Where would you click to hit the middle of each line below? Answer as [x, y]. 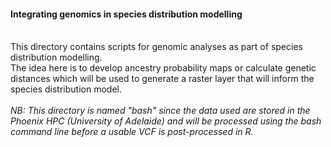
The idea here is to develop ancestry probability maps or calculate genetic [163, 68]
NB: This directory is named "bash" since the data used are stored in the [160, 111]
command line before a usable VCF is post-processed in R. [132, 132]
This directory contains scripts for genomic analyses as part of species [156, 47]
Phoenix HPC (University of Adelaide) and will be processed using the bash [166, 121]
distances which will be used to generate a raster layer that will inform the [162, 79]
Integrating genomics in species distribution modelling [126, 14]
